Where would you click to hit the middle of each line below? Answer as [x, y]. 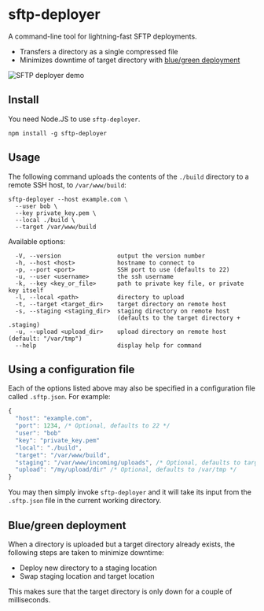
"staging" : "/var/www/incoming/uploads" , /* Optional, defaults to [128, 462]
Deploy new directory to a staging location [88, 568]
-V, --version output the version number [110, 256]
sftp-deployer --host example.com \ [68, 199]
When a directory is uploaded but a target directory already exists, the [122, 544]
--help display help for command [108, 345]
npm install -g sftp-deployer [58, 133]
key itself [26, 290]
